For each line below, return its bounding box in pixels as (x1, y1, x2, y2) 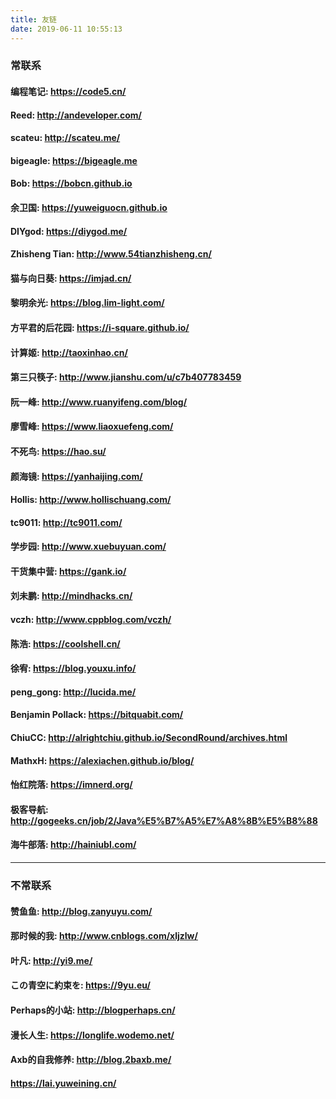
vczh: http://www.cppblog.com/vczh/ (10, 614, 172, 626)
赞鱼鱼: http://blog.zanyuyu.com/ (10, 905, 153, 917)
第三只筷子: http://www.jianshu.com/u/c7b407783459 (10, 371, 242, 383)
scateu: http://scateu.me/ (10, 132, 121, 144)
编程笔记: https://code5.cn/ (10, 86, 127, 98)
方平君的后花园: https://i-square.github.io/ (10, 321, 190, 333)
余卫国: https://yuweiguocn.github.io (10, 201, 168, 213)
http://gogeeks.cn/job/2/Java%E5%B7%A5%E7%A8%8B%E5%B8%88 (10, 814, 318, 826)
